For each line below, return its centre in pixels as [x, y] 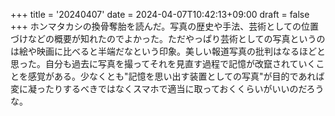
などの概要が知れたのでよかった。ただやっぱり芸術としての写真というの [176, 38]
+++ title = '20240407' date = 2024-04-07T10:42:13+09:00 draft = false [160, 14]
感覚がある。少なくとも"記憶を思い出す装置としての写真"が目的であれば [176, 76]
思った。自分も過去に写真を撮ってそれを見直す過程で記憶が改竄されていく [163, 63]
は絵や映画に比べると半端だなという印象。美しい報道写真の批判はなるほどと [168, 51]
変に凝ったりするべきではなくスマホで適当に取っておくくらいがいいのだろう [167, 88]
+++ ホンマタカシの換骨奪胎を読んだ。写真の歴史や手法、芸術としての [156, 26]
